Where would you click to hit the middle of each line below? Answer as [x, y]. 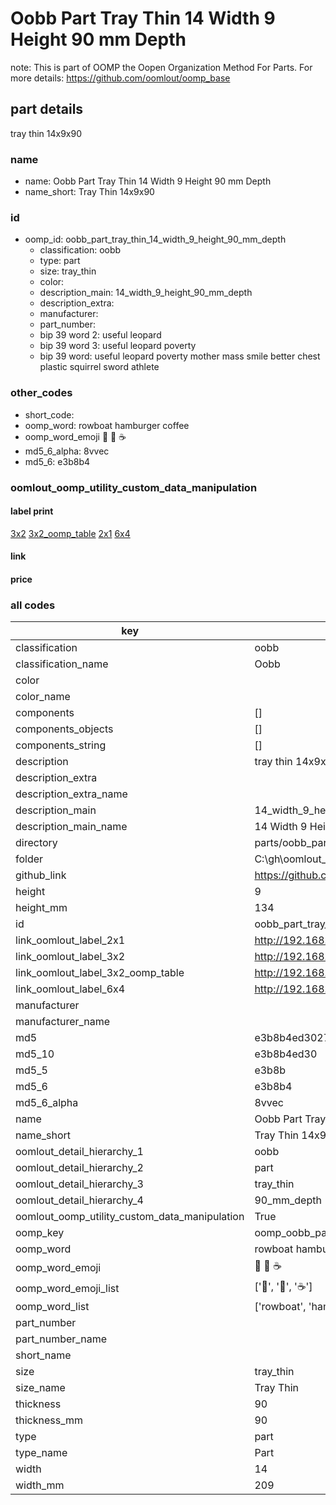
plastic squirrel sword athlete [99, 367]
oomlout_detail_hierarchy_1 [79, 1152]
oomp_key [40, 1233]
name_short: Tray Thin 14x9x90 [89, 192]
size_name [40, 1388]
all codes [33, 605]
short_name [43, 1355]
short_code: [49, 414]
